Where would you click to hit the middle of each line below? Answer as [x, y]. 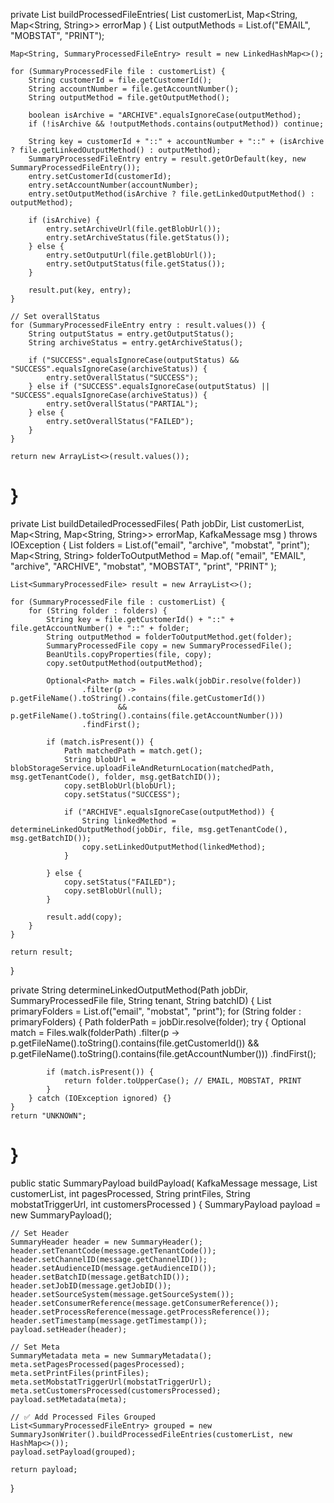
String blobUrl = [100, 759]
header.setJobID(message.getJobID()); [91, 1285]
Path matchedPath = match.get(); [133, 750]
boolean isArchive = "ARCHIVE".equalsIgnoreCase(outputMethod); [165, 115]
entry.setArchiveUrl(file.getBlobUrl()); [134, 229]
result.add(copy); [84, 917]
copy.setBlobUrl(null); [113, 890]
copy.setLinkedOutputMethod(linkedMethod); [174, 847]
